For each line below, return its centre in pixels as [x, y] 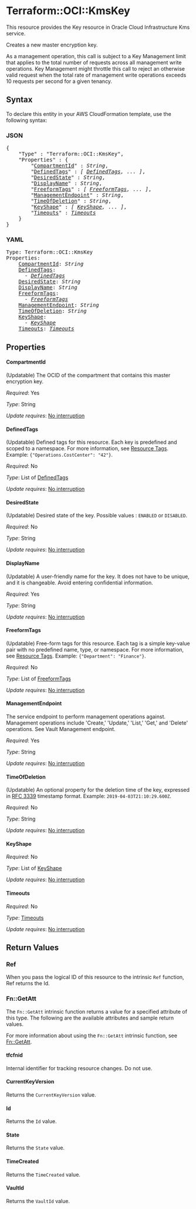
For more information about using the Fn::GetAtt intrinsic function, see [92, 1035]
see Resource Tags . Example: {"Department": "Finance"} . [76, 656]
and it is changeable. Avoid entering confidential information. [80, 582]
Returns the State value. [36, 1148]
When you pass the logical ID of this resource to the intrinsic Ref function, [95, 977]
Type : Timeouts [25, 918]
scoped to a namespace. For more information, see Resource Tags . [87, 449]
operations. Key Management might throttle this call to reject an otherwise [95, 68]
